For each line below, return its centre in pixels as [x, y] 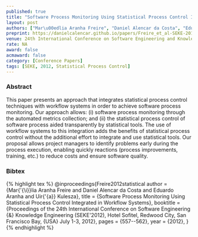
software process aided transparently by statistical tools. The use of [89, 125]
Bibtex [16, 171]
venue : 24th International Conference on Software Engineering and [91, 39]
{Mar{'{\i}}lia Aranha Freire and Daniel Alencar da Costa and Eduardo [90, 190]
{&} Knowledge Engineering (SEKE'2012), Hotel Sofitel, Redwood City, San [96, 215]
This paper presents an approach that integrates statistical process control [97, 99]
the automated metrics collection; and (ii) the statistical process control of [96, 118]
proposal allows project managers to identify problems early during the [92, 143]
